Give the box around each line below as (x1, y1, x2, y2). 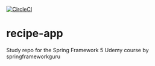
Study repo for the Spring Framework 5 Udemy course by (6, 46, 149, 53)
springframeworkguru (6, 53, 60, 60)
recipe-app (6, 27, 63, 40)
